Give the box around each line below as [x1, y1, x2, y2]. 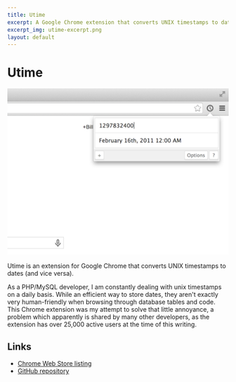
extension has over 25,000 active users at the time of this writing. [7, 320, 197, 329]
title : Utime [7, 11, 46, 18]
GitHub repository [17, 367, 70, 375]
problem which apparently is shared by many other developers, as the [7, 313, 210, 321]
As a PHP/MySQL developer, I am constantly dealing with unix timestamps [7, 283, 222, 291]
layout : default [7, 34, 55, 41]
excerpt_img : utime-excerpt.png [7, 26, 102, 33]
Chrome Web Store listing [17, 359, 92, 367]
